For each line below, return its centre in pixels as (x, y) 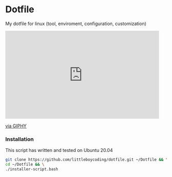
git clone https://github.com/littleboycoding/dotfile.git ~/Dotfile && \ (87, 160)
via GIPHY (16, 126)
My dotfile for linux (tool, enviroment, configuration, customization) (76, 24)
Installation (20, 139)
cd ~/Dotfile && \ (25, 165)
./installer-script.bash (32, 169)
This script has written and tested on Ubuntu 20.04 (59, 150)
